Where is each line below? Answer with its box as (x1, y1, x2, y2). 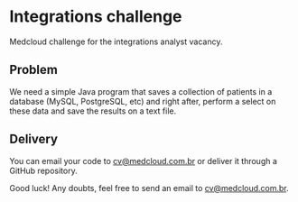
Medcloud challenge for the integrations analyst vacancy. (9, 36, 223, 47)
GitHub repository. (9, 165, 79, 176)
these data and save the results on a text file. (9, 106, 177, 116)
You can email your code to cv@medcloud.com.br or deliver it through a (9, 155, 278, 166)
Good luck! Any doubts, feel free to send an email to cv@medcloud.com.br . (9, 182, 289, 193)
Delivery (9, 132, 59, 147)
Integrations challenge (9, 6, 182, 27)
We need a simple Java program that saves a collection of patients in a (9, 86, 273, 96)
